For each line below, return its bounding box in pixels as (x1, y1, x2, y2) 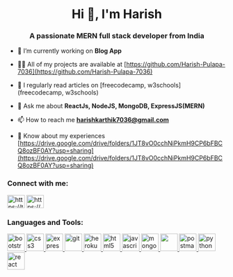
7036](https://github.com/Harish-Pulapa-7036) (17, 67, 153, 76)
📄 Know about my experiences (17, 132, 106, 140)
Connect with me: (7, 178, 69, 188)
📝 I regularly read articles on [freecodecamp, (17, 81, 146, 90)
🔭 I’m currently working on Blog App (17, 47, 122, 55)
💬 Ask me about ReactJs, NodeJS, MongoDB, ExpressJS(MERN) (17, 102, 205, 110)
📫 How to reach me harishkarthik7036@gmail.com (17, 116, 169, 124)
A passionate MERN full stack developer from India (29, 31, 205, 41)
